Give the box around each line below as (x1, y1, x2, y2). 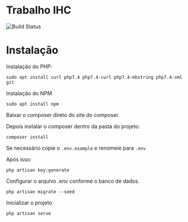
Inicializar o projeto (6, 199, 52, 206)
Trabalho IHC (6, 4, 72, 17)
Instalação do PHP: (6, 63, 52, 70)
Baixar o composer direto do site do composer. (6, 111, 120, 118)
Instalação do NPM (6, 89, 52, 97)
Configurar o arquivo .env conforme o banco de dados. (6, 177, 140, 184)
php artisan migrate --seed (6, 189, 75, 194)
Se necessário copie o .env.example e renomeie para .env (6, 144, 146, 152)
